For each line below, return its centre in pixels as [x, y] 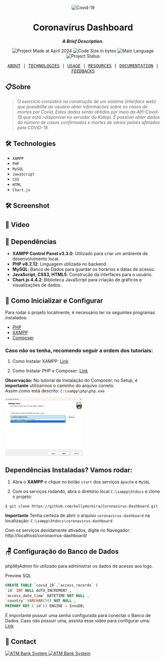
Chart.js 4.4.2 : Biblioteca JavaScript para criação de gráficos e [77, 280]
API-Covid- [148, 112]
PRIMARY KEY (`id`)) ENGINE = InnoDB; [45, 606]
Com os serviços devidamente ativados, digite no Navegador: [68, 530]
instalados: [16, 317]
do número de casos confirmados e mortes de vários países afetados [88, 122]
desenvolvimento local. [36, 259]
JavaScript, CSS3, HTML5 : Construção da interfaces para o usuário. [82, 274]
